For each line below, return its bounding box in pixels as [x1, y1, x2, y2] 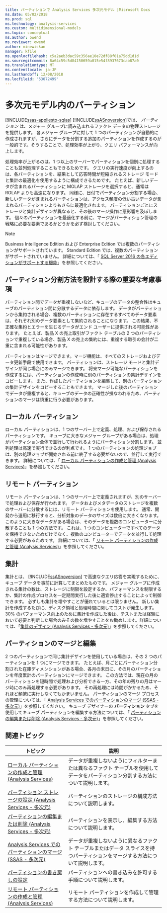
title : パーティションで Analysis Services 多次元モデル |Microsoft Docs [5, 7, 151, 12]
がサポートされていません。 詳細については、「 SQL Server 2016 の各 [5, 253, 146, 259]
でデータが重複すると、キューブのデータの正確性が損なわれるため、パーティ [5, 390, 162, 396]
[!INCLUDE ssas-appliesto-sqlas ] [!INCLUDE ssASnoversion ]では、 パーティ [5, 117, 159, 123]
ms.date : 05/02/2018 [5, 12, 48, 17]
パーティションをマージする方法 [73, 852, 148, 859]
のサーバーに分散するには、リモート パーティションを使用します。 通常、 [5, 506, 155, 512]
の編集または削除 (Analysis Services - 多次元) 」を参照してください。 [5, 715, 146, 721]
